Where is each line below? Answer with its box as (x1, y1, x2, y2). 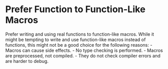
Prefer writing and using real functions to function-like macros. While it (5, 31, 154, 37)
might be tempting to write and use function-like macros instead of (5, 37, 146, 43)
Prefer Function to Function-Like (5, 4, 146, 15)
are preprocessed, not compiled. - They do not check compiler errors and (5, 52, 161, 59)
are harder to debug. (5, 58, 49, 64)
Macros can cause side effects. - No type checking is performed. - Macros (5, 47, 163, 53)
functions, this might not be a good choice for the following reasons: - (5, 42, 153, 48)
